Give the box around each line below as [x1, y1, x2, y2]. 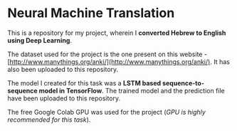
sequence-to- [162, 78, 205, 87]
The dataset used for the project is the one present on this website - [7, 50, 208, 58]
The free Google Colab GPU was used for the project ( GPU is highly [7, 108, 206, 116]
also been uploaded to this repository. [7, 65, 119, 73]
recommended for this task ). [7, 115, 91, 124]
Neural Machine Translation [7, 5, 175, 21]
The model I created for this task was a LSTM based [7, 78, 162, 87]
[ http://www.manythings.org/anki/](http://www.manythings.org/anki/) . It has [7, 57, 230, 65]
